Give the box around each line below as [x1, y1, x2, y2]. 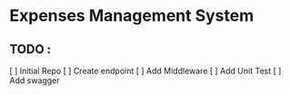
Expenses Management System [9, 5, 255, 26]
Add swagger [9, 75, 61, 86]
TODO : [9, 42, 52, 57]
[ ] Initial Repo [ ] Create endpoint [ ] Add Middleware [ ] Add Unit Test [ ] [9, 65, 282, 76]
